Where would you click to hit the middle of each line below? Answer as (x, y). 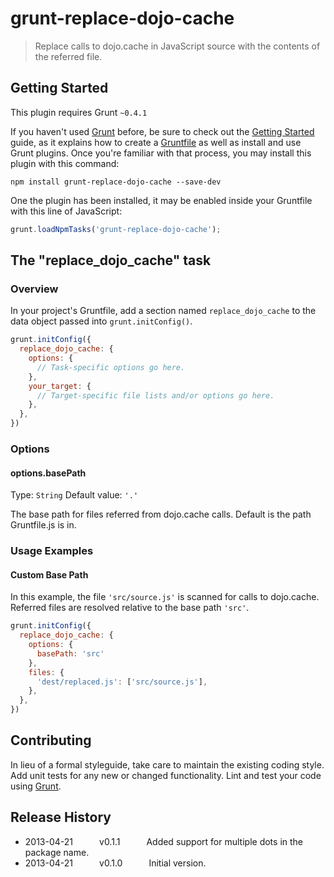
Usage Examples (52, 551)
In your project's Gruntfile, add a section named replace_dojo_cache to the (163, 311)
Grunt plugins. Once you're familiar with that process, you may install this (161, 153)
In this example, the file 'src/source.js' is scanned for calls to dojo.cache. (165, 597)
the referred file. (68, 56)
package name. (57, 852)
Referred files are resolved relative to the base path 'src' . (130, 608)
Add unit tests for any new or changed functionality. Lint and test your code (166, 775)
